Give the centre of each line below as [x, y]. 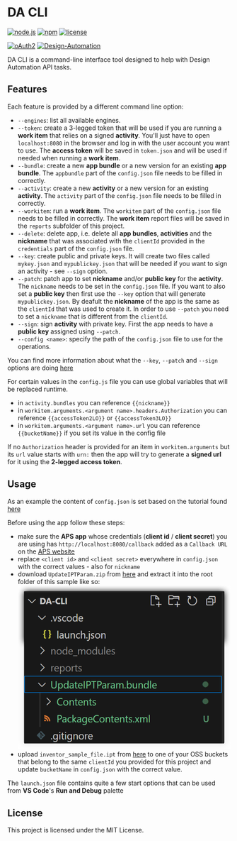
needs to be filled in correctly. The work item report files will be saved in [123, 218]
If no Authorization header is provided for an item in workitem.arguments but [118, 446]
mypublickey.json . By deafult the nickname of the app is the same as [118, 301]
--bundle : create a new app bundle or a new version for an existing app [122, 165]
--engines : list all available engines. [69, 120]
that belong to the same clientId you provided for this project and [114, 762]
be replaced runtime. [38, 389]
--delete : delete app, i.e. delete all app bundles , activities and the [115, 233]
